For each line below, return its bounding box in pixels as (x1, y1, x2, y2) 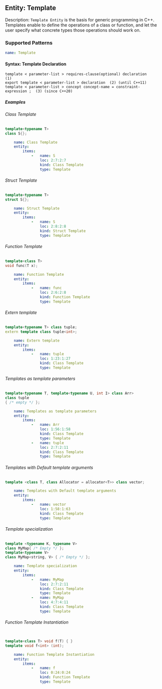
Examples (5, 99, 26, 105)
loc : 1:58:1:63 (39, 506, 71, 511)
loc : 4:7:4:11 (39, 600, 69, 605)
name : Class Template (14, 140, 57, 145)
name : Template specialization (14, 564, 77, 569)
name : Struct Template (14, 206, 60, 211)
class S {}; (5, 131, 27, 136)
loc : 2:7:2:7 (39, 158, 67, 163)
